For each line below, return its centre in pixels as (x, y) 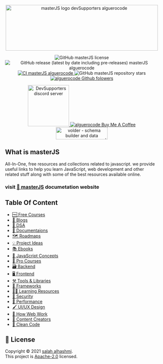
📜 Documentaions (30, 230)
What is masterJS (32, 152)
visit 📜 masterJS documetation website (52, 187)
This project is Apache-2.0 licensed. (41, 357)
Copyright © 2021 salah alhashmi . (39, 351)
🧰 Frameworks (27, 286)
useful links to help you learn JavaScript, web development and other (75, 169)
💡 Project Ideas (27, 243)
